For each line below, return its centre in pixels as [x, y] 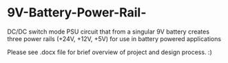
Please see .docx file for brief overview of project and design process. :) [110, 52]
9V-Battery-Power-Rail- [77, 13]
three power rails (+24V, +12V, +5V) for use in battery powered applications [114, 38]
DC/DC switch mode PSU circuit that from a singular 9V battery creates [108, 32]
